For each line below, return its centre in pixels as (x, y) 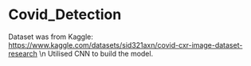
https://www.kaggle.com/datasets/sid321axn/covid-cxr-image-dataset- (125, 45)
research (23, 53)
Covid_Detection (65, 15)
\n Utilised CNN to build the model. (96, 53)
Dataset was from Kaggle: (51, 37)
